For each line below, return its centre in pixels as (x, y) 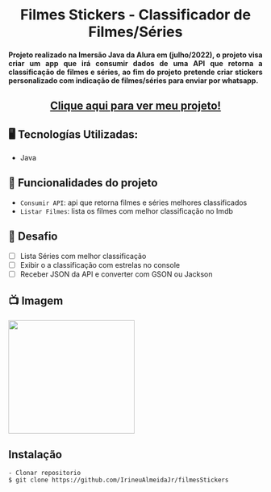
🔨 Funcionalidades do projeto (83, 183)
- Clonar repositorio (45, 473)
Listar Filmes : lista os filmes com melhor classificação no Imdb (127, 211)
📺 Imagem (36, 301)
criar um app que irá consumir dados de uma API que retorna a (135, 63)
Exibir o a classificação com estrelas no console (100, 265)
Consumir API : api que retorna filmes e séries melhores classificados (133, 202)
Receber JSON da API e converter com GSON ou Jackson (116, 274)
